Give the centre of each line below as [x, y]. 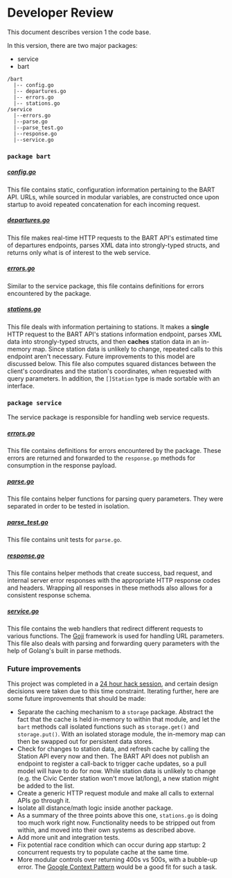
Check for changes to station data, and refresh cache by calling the [113, 749]
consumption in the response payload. [62, 465]
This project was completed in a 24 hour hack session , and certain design [113, 684]
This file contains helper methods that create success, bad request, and [110, 573]
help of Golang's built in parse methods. [64, 650]
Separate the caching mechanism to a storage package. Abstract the [115, 712]
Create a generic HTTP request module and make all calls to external [116, 793]
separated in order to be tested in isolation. [69, 506]
